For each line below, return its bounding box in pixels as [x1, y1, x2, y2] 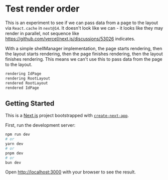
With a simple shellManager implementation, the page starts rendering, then [5, 45, 162, 51]
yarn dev [5, 141, 24, 146]
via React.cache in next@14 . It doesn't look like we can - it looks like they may [5, 25, 163, 31]
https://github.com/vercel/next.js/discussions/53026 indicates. [5, 36, 135, 42]
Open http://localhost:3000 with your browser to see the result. [5, 169, 136, 175]
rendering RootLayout [5, 76, 51, 81]
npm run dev [5, 132, 30, 137]
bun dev [5, 160, 22, 165]
